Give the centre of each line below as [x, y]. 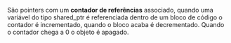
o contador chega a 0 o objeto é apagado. [68, 32]
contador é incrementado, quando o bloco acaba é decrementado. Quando [116, 25]
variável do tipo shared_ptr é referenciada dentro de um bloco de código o [115, 17]
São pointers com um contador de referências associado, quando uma [111, 10]
